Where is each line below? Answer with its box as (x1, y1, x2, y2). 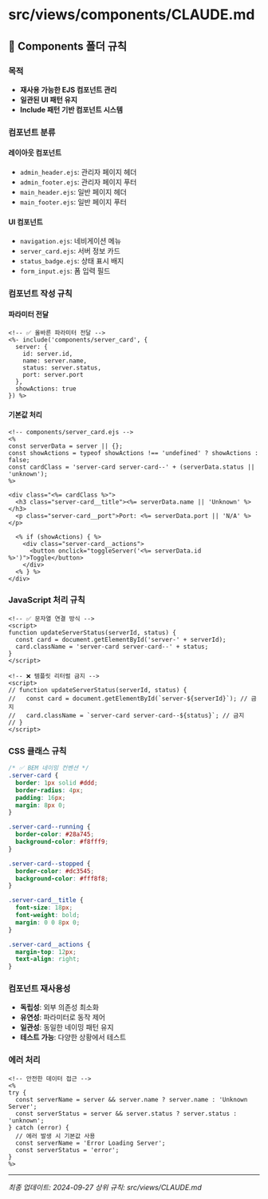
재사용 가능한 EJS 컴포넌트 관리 (19, 85, 117, 94)
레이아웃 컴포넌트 (8, 148, 62, 157)
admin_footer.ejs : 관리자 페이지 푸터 (19, 177, 137, 187)
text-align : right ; (15, 956, 81, 964)
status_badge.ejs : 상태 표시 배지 (19, 256, 124, 266)
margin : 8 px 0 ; (15, 801, 66, 809)
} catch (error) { (8, 1123, 69, 1131)
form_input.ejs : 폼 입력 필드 (19, 266, 111, 276)
